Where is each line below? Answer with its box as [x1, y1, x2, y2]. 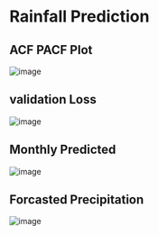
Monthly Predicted [9, 142, 116, 158]
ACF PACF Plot [9, 42, 93, 58]
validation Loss [9, 92, 97, 107]
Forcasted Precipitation [9, 192, 144, 208]
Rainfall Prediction [9, 6, 150, 27]
